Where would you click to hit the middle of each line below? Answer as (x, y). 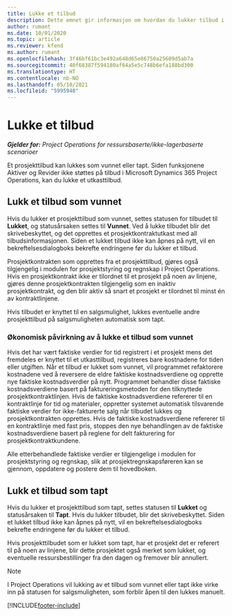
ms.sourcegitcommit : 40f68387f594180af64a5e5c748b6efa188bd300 (100, 65)
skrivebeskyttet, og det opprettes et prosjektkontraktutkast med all (102, 233)
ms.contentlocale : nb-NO (43, 78)
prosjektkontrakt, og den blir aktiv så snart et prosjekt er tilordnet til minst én (116, 291)
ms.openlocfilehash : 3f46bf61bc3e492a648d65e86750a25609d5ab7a (100, 59)
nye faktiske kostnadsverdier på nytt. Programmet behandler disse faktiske (114, 382)
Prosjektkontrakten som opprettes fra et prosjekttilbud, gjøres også (103, 262)
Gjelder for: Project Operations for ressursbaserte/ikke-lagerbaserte (105, 145)
